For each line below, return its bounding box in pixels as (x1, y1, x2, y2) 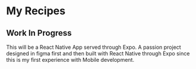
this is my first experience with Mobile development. (6, 57, 135, 63)
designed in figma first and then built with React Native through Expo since (6, 50, 190, 57)
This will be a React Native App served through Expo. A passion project (6, 43, 182, 51)
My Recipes (6, 4, 66, 18)
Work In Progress (6, 28, 72, 38)
